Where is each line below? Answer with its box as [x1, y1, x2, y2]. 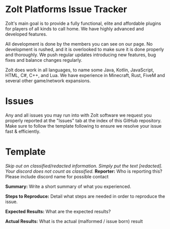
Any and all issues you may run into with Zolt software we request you [5, 112, 152, 118]
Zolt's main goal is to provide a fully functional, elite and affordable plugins [5, 20, 161, 26]
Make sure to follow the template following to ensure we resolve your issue [5, 123, 162, 129]
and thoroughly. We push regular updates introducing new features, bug [5, 52, 156, 58]
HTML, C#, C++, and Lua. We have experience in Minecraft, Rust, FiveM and [5, 72, 165, 78]
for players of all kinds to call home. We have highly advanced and [5, 25, 144, 31]
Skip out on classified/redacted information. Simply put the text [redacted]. [5, 163, 163, 169]
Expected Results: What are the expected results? [5, 208, 111, 214]
